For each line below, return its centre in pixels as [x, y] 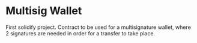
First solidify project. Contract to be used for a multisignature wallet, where [98, 27]
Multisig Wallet [44, 11]
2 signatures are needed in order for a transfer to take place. [80, 33]
